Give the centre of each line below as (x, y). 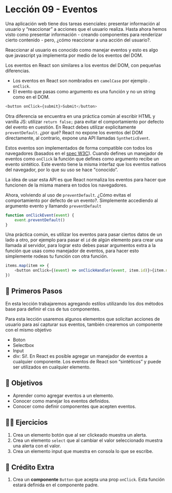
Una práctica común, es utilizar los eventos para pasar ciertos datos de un (84, 235)
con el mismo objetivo (29, 330)
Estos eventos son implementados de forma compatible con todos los (79, 148)
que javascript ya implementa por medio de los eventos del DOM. (74, 55)
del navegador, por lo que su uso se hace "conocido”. (62, 170)
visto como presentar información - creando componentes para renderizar (84, 34)
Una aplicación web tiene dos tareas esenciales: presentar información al (83, 24)
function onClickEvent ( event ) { (40, 215)
